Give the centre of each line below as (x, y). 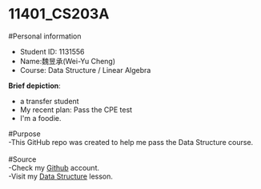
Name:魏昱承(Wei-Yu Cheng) (68, 61)
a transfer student (49, 101)
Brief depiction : (35, 86)
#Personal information (45, 36)
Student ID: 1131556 (52, 51)
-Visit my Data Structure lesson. (61, 176)
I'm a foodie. (40, 118)
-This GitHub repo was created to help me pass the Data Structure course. (131, 142)
